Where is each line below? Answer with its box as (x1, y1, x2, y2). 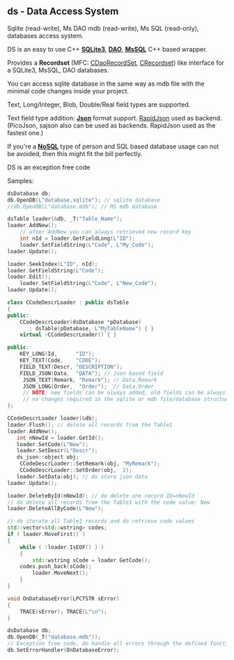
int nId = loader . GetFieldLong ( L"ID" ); (19, 235, 136, 243)
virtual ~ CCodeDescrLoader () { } (19, 331, 117, 339)
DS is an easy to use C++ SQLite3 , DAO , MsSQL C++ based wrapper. (7, 45, 208, 53)
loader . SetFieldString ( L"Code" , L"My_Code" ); (19, 241, 155, 248)
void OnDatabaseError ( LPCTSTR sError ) (7, 595, 120, 602)
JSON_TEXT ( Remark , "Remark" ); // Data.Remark (22, 376, 157, 383)
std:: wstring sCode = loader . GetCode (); (32, 557, 151, 564)
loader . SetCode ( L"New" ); (16, 440, 89, 448)
